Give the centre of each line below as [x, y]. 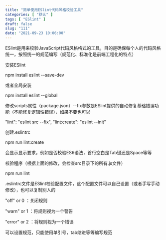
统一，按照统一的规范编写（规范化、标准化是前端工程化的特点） [71, 54]
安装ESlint [15, 65]
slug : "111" [17, 29]
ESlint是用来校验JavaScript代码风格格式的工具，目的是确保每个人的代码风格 [83, 48]
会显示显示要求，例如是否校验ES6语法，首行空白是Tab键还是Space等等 [79, 153]
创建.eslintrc [18, 132]
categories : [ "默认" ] [29, 15]
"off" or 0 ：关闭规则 [26, 200]
